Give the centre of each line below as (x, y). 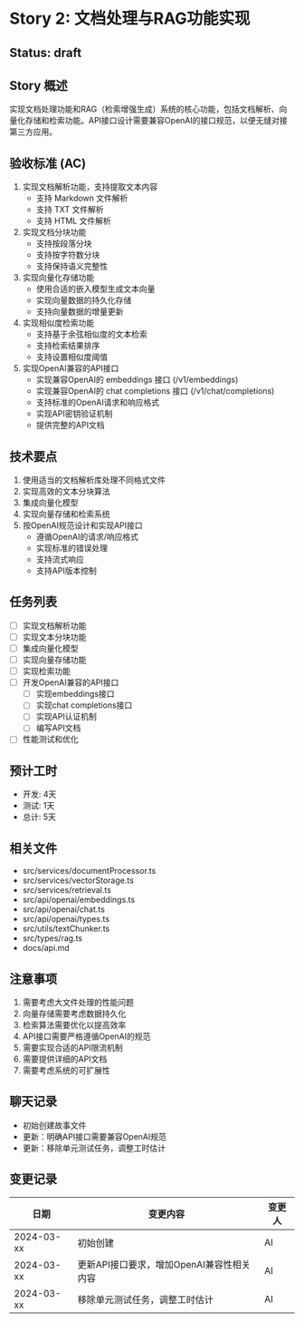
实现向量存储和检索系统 (66, 514)
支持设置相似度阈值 (72, 357)
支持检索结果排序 (68, 346)
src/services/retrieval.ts (66, 890)
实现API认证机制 (66, 717)
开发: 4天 (39, 794)
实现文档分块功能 (54, 232)
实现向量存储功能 (54, 660)
